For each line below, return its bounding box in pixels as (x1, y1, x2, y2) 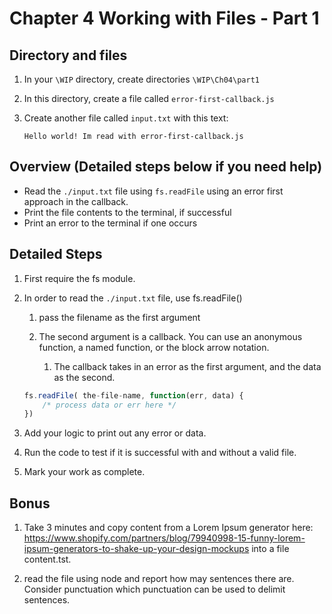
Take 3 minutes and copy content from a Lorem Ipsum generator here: (23, 522, 314, 534)
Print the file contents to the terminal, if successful (23, 206, 232, 218)
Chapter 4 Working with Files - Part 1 (9, 7, 320, 30)
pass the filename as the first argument (38, 311, 201, 323)
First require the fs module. (23, 272, 136, 284)
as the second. (53, 371, 116, 383)
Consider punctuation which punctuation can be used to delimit (23, 583, 286, 596)
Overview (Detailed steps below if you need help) (9, 158, 323, 176)
